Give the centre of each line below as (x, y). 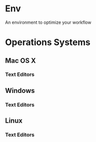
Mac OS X (20, 61)
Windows (20, 90)
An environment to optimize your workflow (48, 22)
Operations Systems (48, 42)
